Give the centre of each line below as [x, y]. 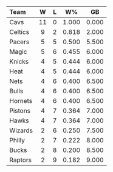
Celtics [19, 32]
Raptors [21, 160]
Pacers [19, 42]
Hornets [21, 101]
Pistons [20, 111]
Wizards [21, 131]
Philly [17, 140]
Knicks [19, 61]
